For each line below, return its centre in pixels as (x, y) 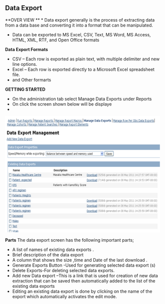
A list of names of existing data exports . (53, 249)
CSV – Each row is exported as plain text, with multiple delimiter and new (86, 59)
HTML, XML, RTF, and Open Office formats (56, 40)
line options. (25, 64)
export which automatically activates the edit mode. (64, 296)
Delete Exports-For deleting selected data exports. (63, 270)
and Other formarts (32, 80)
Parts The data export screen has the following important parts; (69, 240)
